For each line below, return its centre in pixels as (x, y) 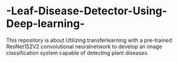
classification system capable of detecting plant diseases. (78, 52)
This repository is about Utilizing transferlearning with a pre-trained (89, 40)
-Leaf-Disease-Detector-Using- (87, 11)
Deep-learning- (45, 24)
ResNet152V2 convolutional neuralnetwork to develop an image (84, 46)
